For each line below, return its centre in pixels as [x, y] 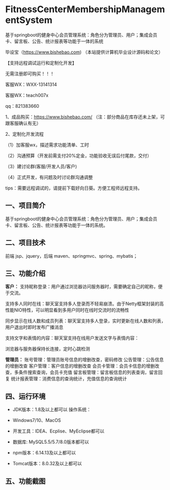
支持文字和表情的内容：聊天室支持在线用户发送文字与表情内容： [72, 338]
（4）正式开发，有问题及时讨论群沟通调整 [49, 177]
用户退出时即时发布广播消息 [34, 327]
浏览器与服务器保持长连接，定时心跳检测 [48, 349]
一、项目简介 [25, 206]
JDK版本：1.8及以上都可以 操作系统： [52, 410]
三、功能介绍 [25, 273]
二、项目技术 [25, 243]
